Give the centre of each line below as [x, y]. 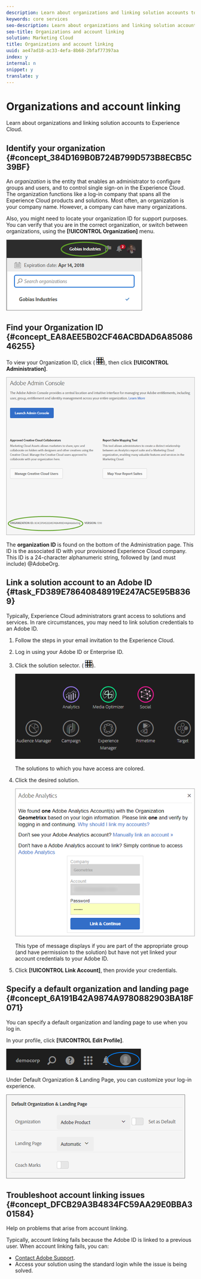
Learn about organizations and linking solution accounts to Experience [93, 123]
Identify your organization [56, 148]
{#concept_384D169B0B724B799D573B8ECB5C [99, 157]
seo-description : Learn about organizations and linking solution [91, 25]
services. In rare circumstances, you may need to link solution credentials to [100, 622]
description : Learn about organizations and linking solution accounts [97, 13]
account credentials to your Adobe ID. [62, 958]
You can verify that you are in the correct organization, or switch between [97, 225]
